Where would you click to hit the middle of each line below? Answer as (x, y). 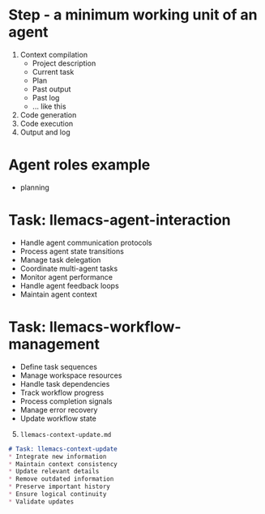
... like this (49, 106)
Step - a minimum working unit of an (133, 15)
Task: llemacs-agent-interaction (120, 220)
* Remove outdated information (61, 479)
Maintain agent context (58, 294)
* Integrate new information (58, 456)
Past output (51, 89)
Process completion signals (66, 401)
